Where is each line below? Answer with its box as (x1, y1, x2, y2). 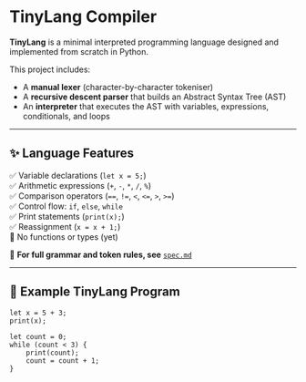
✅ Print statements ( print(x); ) (9, 211, 125, 222)
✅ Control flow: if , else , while (9, 201, 123, 212)
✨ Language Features (9, 146, 135, 161)
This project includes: (9, 64, 91, 75)
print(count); (25, 348, 79, 357)
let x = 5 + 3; (9, 308, 67, 317)
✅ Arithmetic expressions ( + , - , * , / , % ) (9, 180, 152, 191)
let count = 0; (9, 332, 67, 341)
